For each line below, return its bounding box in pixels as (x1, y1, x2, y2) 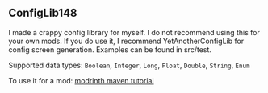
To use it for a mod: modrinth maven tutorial (8, 75, 155, 85)
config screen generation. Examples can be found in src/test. (8, 44, 212, 55)
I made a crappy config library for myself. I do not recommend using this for (8, 27, 260, 37)
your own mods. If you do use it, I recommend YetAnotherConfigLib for (8, 36, 245, 46)
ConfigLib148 (8, 6, 77, 20)
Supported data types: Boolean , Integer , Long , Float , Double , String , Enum (8, 60, 250, 70)
